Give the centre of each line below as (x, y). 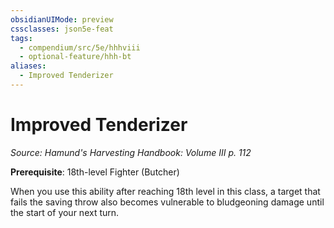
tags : (21, 38)
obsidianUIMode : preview (62, 19)
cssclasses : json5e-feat (62, 29)
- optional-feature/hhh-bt (75, 57)
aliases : (28, 66)
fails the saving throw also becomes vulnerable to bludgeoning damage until (167, 202)
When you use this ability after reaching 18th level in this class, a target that (165, 191)
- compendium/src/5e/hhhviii (80, 47)
